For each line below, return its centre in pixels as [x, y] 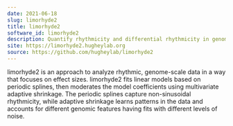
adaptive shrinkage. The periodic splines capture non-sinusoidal [99, 93]
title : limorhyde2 [34, 26]
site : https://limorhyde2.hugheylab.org [67, 46]
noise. [16, 116]
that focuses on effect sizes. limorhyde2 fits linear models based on [104, 79]
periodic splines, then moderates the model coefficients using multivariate [113, 87]
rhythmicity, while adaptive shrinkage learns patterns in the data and [105, 101]
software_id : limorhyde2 [43, 33]
